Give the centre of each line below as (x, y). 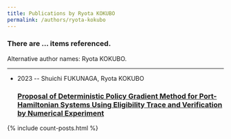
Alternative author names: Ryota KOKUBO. (67, 58)
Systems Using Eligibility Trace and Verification (141, 105)
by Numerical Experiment (60, 113)
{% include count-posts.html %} (53, 128)
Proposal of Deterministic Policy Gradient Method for (107, 96)
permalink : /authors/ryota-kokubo (57, 20)
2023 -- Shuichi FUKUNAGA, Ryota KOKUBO (80, 78)
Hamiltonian (38, 105)
